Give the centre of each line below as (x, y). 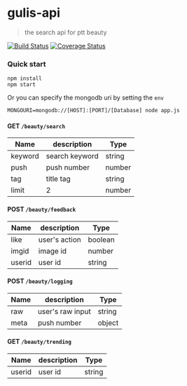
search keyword (72, 156)
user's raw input (64, 311)
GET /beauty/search (36, 126)
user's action (60, 240)
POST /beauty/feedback (42, 209)
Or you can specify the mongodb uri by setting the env (86, 98)
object (108, 322)
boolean (101, 240)
